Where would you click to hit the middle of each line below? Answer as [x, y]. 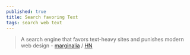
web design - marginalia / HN [57, 46]
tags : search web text [34, 22]
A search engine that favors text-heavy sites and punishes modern [102, 40]
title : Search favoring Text [42, 17]
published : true [26, 12]
